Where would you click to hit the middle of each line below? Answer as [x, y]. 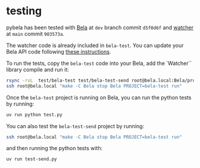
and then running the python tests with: [54, 148]
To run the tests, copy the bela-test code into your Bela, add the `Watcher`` [99, 63]
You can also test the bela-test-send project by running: [75, 126]
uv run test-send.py [32, 159]
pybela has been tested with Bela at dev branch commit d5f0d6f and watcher [100, 27]
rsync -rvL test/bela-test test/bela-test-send [68, 80]
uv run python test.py [34, 114]
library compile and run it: [38, 69]
